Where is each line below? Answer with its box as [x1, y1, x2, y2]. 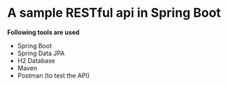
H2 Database [17, 56, 56, 64]
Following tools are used [7, 28, 80, 36]
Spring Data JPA [17, 49, 65, 57]
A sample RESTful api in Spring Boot [7, 5, 222, 21]
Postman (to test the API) [17, 71, 90, 80]
